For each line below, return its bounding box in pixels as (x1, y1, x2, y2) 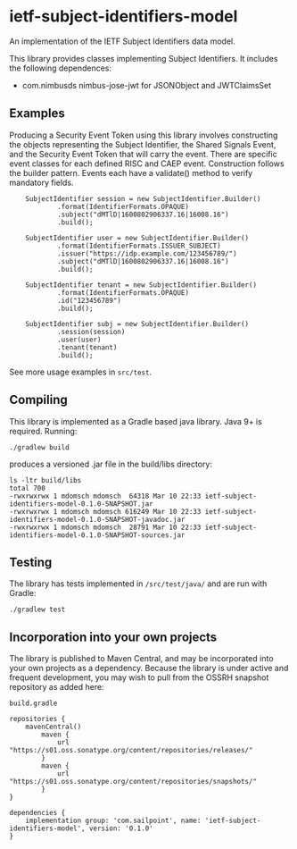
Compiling (9, 392, 69, 408)
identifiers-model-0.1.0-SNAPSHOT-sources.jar (9, 530, 186, 540)
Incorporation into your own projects (9, 629, 218, 644)
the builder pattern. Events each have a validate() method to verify (9, 167, 253, 178)
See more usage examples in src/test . (9, 366, 153, 377)
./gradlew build (9, 442, 70, 452)
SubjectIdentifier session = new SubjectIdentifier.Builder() (25, 194, 261, 203)
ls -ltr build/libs (9, 475, 82, 484)
